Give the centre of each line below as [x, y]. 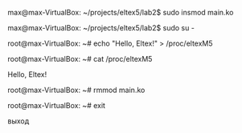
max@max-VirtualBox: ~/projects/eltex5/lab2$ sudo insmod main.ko [121, 12]
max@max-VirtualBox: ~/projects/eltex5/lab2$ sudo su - [101, 28]
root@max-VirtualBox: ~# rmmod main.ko [76, 90]
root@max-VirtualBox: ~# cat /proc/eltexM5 [80, 59]
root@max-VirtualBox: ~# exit [57, 105]
